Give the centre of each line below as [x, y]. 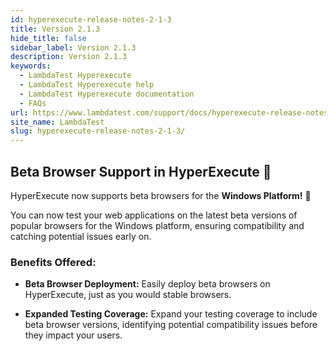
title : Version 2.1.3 [55, 29]
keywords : [31, 66]
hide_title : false [48, 38]
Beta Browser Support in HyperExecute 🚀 [141, 171]
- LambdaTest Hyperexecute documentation [107, 94]
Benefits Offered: [53, 262]
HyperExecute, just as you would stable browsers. [128, 295]
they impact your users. [73, 335]
